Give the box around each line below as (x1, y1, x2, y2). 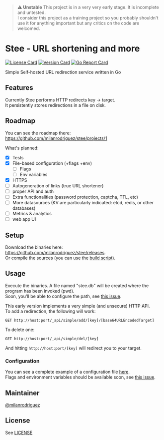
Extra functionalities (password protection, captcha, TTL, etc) (12, 194, 138, 200)
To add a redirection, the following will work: (5, 308, 96, 314)
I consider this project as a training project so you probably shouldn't (17, 15, 159, 20)
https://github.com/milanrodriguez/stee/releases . (5, 250, 106, 256)
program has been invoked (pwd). (5, 288, 75, 294)
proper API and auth (12, 188, 54, 194)
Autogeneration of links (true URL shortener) (12, 182, 104, 189)
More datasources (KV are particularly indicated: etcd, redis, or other (12, 200, 154, 206)
